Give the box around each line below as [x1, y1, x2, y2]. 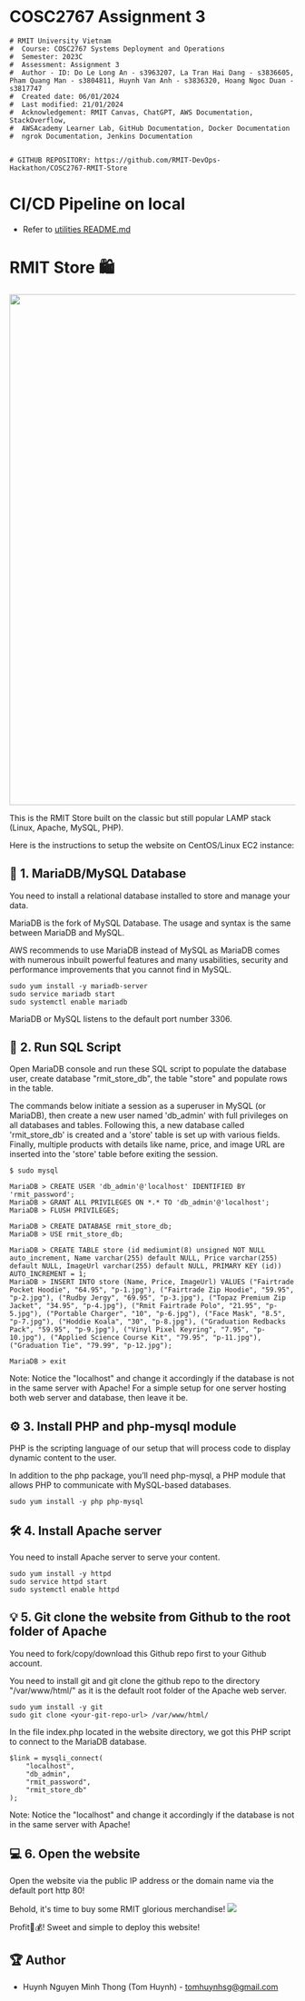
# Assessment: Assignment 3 [9, 60, 120, 69]
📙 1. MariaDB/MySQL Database [9, 866, 187, 882]
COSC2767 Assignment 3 [9, 6, 206, 27]
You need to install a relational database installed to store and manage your [9, 890, 290, 901]
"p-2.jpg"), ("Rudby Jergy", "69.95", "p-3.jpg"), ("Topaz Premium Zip [9, 1293, 286, 1303]
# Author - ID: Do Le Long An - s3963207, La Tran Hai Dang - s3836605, [9, 68, 295, 77]
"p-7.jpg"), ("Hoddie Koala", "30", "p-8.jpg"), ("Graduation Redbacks [9, 1317, 286, 1327]
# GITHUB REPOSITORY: [9, 155, 92, 164]
